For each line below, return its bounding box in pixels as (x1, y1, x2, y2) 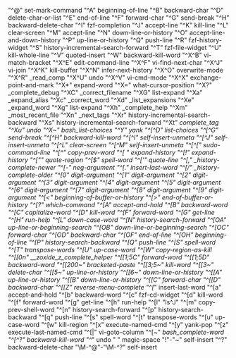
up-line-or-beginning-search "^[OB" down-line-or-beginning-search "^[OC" (8, 223, 230, 231)
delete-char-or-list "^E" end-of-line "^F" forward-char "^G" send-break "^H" (8, 13, 230, 22)
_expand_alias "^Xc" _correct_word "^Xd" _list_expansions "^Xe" (8, 96, 194, 104)
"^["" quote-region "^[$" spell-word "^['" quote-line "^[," (30, 156, 193, 164)
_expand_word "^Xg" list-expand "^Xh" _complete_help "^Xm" (8, 104, 188, 111)
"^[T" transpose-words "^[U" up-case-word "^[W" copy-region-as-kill (8, 246, 212, 254)
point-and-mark (8, 81, 54, 89)
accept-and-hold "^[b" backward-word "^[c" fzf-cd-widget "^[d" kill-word (8, 290, 223, 299)
